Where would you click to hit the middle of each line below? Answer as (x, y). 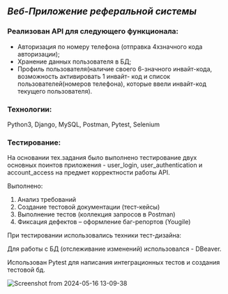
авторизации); (39, 54)
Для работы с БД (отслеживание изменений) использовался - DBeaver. (114, 249)
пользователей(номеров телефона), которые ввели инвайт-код (112, 84)
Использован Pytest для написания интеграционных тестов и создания (114, 263)
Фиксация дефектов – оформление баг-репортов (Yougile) (104, 222)
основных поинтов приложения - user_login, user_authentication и (105, 165)
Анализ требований (47, 200)
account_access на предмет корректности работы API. (89, 172)
